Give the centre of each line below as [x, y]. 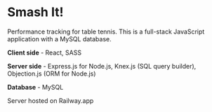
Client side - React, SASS [45, 52]
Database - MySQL [35, 87]
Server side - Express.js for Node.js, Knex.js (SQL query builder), [102, 66]
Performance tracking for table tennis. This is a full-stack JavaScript [106, 31]
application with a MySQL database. [60, 38]
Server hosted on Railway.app [51, 100]
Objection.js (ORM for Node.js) [52, 73]
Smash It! [35, 12]
